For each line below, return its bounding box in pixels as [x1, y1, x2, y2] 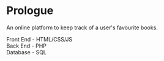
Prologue [6, 4, 54, 18]
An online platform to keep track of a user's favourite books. [6, 24, 158, 31]
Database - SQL [6, 48, 47, 56]
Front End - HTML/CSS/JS [6, 35, 73, 43]
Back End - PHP [6, 42, 47, 49]
